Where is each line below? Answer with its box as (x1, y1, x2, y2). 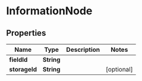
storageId (9, 66, 37, 73)
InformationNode (6, 4, 93, 18)
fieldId (9, 55, 28, 64)
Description (66, 46, 100, 54)
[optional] (106, 66, 133, 73)
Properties (6, 28, 46, 38)
